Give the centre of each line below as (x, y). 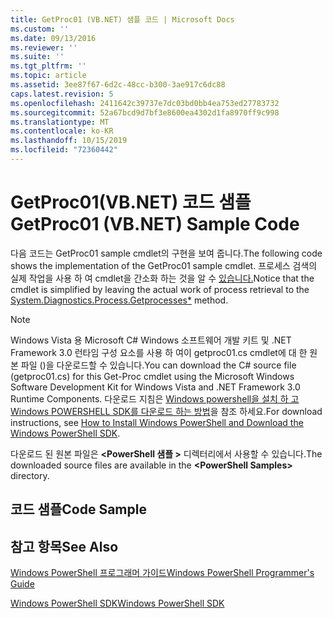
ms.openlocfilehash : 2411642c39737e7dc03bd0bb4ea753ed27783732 (145, 103)
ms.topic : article (48, 76)
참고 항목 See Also (64, 546)
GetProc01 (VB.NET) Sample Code (155, 224)
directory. (30, 475)
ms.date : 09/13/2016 (53, 38)
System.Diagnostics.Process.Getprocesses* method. (119, 300)
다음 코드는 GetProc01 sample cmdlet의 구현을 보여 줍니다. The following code (166, 253)
